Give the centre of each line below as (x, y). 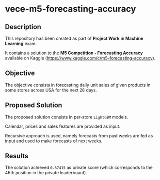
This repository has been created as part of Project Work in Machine (74, 38)
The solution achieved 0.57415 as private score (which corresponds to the (79, 167)
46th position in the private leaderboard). (46, 173)
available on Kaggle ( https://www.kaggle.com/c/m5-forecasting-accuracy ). (80, 58)
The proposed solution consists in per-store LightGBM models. (67, 117)
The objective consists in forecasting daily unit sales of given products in (78, 85)
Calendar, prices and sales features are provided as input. (63, 126)
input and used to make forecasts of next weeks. (54, 141)
